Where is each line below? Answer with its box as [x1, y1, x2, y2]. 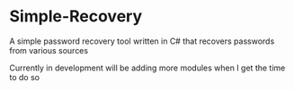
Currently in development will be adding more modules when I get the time [9, 62, 286, 73]
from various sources [9, 45, 88, 55]
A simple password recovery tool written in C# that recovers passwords [9, 36, 275, 46]
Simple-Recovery [9, 6, 143, 27]
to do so [9, 71, 40, 82]
